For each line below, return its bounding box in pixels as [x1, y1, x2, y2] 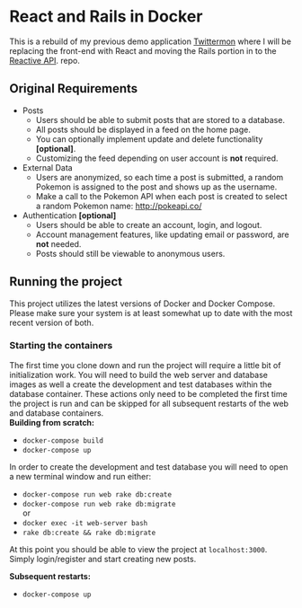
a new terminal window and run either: [9, 471, 152, 481]
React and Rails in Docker [9, 6, 203, 27]
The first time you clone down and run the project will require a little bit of [9, 359, 281, 370]
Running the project [9, 274, 123, 289]
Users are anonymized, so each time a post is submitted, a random [35, 172, 284, 182]
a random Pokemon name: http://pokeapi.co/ [35, 200, 202, 211]
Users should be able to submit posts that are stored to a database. [35, 114, 286, 125]
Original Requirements [9, 81, 138, 96]
